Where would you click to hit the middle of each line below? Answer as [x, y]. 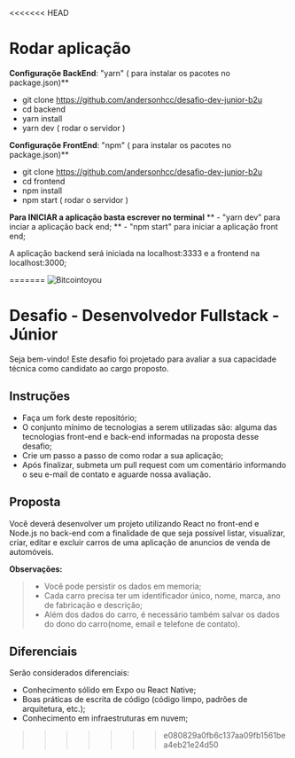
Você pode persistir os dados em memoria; [123, 586]
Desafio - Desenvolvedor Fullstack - [144, 316]
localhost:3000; [38, 262]
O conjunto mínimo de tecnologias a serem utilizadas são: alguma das [149, 427]
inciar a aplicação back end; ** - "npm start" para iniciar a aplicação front [144, 226]
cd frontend [43, 181]
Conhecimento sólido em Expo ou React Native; [109, 690]
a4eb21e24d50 [191, 745]
